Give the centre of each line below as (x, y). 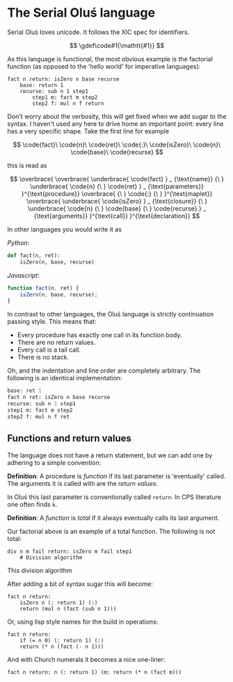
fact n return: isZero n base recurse (63, 79)
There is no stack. (43, 357)
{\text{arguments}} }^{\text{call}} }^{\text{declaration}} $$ (117, 216)
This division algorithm (40, 570)
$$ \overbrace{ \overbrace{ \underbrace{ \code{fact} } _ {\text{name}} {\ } (117, 179)
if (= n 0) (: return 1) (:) (62, 640)
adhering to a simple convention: (54, 462)
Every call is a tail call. (49, 350)
